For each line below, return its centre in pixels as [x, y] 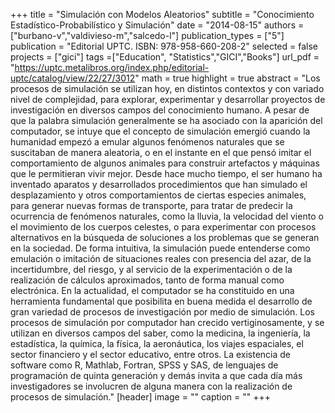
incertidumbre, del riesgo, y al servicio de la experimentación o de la [151, 269]
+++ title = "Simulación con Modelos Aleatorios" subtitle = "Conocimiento [162, 14]
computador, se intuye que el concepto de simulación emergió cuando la [160, 131]
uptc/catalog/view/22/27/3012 [73, 78]
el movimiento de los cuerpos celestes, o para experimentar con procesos [163, 227]
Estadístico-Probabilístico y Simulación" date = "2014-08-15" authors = [157, 25]
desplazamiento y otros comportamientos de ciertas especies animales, [158, 195]
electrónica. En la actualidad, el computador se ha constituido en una [152, 290]
